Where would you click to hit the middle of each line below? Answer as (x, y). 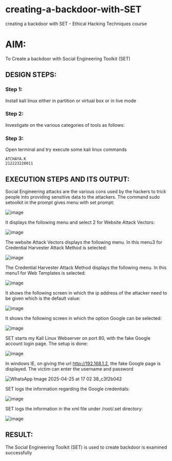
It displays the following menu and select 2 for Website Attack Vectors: (80, 222)
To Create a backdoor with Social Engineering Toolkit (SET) (68, 59)
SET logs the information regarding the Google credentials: (68, 389)
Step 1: (14, 89)
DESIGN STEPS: (31, 75)
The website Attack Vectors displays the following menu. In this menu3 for (84, 242)
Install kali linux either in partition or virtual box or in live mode (71, 101)
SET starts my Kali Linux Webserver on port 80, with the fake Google (78, 338)
